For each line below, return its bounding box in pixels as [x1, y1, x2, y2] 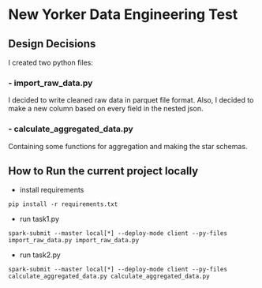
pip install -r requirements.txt [8, 200, 118, 208]
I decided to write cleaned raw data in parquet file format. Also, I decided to [8, 95, 254, 105]
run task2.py [19, 250, 61, 260]
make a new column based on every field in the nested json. [8, 104, 204, 114]
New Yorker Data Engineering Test [8, 6, 238, 24]
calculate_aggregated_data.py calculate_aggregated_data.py [8, 272, 211, 281]
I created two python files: [8, 58, 93, 67]
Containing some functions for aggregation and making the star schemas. [8, 141, 248, 151]
